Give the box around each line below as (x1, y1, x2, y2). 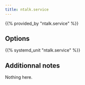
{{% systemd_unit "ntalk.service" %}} (5, 47, 81, 53)
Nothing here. (5, 74, 33, 80)
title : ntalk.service (5, 7, 49, 12)
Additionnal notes (5, 61, 60, 69)
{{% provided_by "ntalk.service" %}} (5, 20, 79, 26)
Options (5, 34, 30, 43)
